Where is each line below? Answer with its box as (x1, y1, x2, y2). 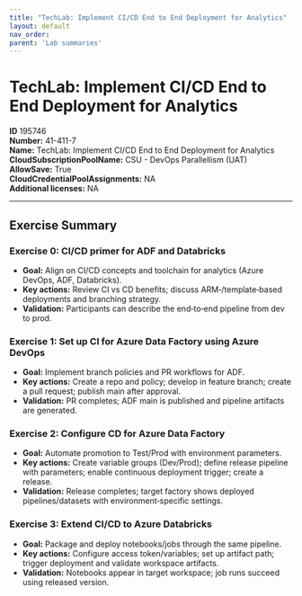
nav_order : (9, 30, 50, 39)
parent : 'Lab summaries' (9, 38, 102, 48)
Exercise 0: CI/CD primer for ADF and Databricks (9, 245, 226, 257)
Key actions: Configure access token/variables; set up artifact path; (22, 547, 275, 558)
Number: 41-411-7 (9, 136, 76, 147)
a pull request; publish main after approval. (22, 386, 182, 396)
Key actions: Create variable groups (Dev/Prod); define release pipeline (22, 458, 289, 468)
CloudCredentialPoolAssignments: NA (9, 173, 155, 184)
